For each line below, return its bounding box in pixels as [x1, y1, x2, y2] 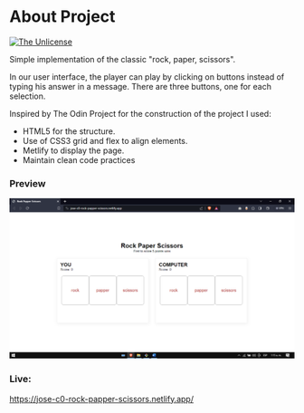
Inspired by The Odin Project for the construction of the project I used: [9, 108, 271, 119]
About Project [9, 6, 116, 27]
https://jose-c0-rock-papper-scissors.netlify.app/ [9, 393, 195, 404]
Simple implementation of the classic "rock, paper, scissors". [9, 53, 236, 64]
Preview [9, 177, 46, 189]
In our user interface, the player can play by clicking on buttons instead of [9, 71, 285, 82]
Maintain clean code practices [22, 154, 136, 165]
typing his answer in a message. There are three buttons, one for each [9, 81, 272, 91]
